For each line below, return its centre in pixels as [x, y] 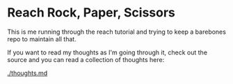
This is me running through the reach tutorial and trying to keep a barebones [116, 32]
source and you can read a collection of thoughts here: [86, 59]
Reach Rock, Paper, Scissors [91, 13]
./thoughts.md [27, 73]
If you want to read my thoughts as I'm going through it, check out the [107, 52]
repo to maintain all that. [42, 39]
